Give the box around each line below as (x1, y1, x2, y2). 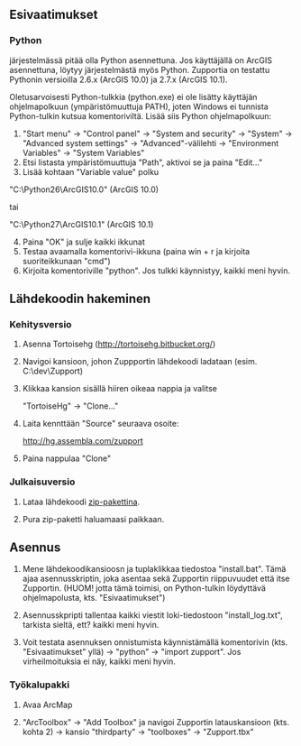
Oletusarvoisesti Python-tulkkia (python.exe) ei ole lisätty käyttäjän (9, 91, 258, 102)
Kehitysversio (9, 318, 72, 330)
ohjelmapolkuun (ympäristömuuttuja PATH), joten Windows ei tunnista (9, 101, 269, 112)
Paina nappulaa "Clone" (22, 453, 111, 464)
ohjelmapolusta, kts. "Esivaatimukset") (22, 593, 166, 603)
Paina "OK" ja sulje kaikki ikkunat (22, 236, 146, 247)
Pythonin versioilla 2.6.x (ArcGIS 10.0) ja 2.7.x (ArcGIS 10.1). (9, 74, 228, 85)
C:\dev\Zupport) (22, 365, 84, 377)
